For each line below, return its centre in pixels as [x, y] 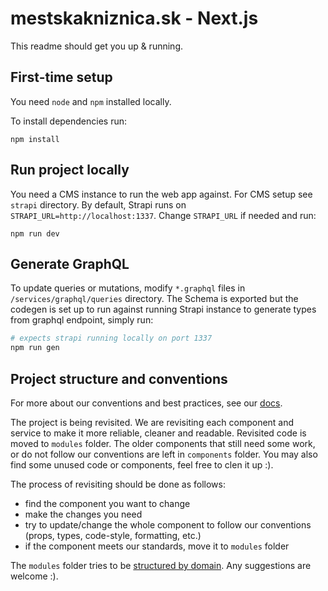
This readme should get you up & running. [96, 46]
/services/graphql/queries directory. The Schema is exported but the [154, 299]
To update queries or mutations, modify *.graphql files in [128, 288]
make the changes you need [83, 514]
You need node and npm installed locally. [91, 101]
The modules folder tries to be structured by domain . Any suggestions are [161, 565]
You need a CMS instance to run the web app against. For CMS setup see [161, 194]
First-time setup [61, 77]
